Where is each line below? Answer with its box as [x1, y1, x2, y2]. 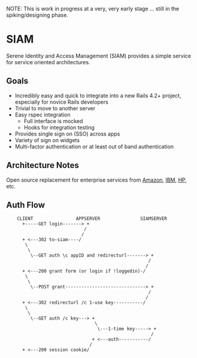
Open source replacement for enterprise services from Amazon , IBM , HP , [6, 176, 187, 183]
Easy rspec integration [14, 111, 71, 118]
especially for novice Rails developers [14, 98, 109, 106]
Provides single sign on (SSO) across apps [14, 130, 120, 137]
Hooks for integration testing [23, 124, 95, 131]
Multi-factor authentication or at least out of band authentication [14, 143, 174, 150]
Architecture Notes [6, 160, 80, 170]
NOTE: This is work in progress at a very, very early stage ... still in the [6, 5, 180, 12]
